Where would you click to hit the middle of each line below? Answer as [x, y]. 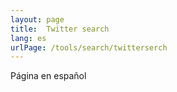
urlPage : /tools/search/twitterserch [89, 47]
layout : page [37, 19]
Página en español [48, 76]
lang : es [28, 38]
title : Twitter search [60, 29]
